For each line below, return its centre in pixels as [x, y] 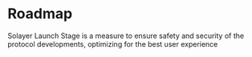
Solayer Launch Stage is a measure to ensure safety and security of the [126, 36]
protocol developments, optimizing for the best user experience [113, 44]
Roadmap [40, 14]
